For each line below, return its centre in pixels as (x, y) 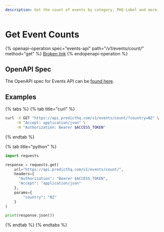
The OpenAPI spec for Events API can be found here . (60, 81)
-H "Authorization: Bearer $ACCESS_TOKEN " (61, 127)
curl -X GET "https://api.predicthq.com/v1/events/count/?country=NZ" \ (82, 118)
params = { (23, 193)
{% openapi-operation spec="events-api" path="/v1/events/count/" (75, 48)
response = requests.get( (32, 165)
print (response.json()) (30, 216)
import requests (22, 156)
